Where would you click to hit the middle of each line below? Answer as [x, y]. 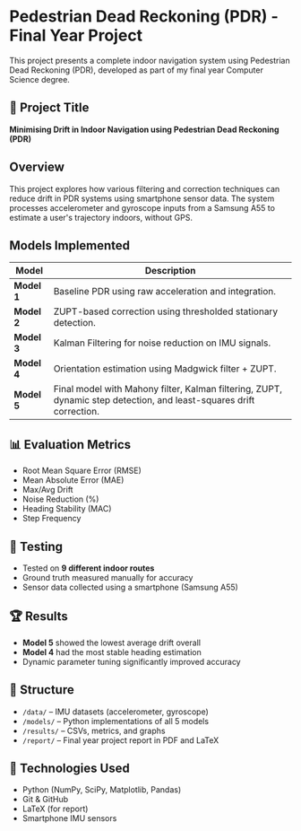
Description [170, 271]
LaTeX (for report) [55, 809]
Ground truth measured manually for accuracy [107, 577]
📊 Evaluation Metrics [70, 445]
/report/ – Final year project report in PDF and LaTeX [120, 740]
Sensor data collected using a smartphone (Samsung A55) [130, 587]
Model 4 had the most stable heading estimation [112, 652]
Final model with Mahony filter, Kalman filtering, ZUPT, [168, 389]
